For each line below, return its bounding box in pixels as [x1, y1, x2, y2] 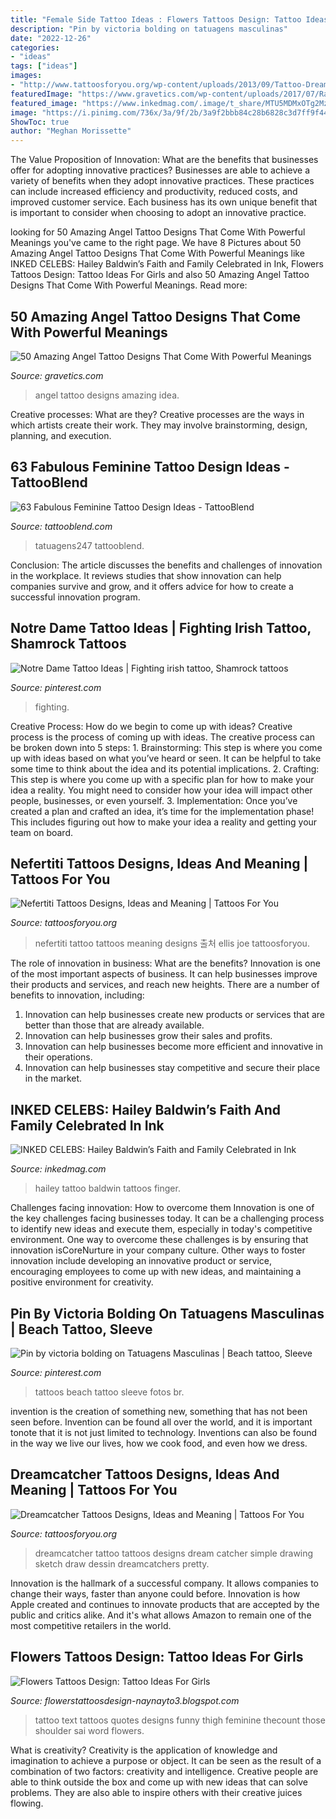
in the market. [24, 1072, 83, 1085]
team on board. [10, 826, 74, 838]
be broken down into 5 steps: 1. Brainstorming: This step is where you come [10, 741, 323, 753]
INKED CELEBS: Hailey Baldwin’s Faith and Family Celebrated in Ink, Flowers [10, 258, 324, 270]
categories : [10, 42, 60, 53]
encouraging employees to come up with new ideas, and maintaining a [10, 1266, 302, 1278]
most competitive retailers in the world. [10, 1619, 172, 1631]
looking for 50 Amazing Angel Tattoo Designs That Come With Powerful [10, 226, 306, 238]
